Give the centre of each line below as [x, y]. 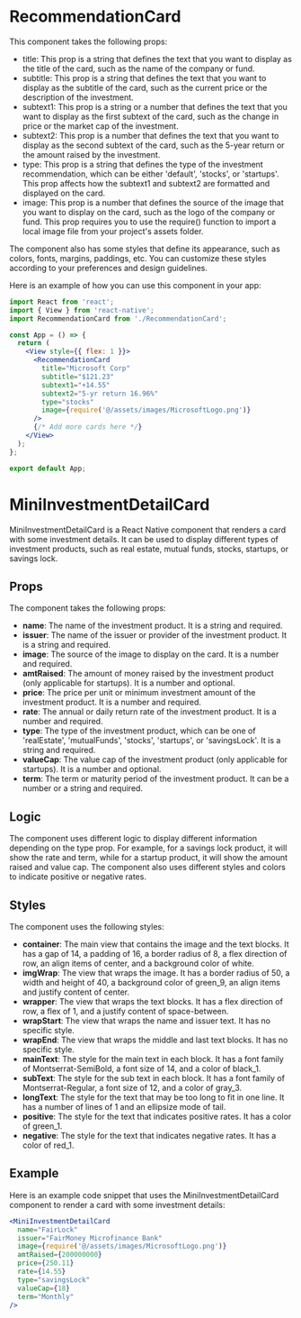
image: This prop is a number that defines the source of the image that [153, 202]
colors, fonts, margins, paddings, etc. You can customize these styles [138, 258]
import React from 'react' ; [62, 302]
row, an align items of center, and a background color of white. [138, 963]
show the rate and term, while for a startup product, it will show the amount [149, 858]
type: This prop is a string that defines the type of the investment [142, 164]
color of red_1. [48, 1145]
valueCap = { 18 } [44, 1288]
